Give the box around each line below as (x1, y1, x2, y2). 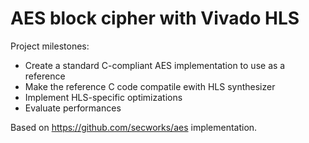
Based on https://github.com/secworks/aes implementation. (10, 121, 258, 133)
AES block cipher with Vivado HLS (10, 7, 300, 30)
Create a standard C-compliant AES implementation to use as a (24, 59, 286, 71)
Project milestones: (10, 40, 90, 52)
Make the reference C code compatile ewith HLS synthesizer (24, 80, 276, 92)
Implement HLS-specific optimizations (24, 91, 183, 103)
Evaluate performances (24, 102, 122, 114)
